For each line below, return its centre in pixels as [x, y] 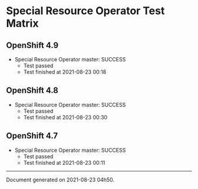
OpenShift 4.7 [32, 136]
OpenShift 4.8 [32, 91]
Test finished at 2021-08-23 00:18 [65, 72]
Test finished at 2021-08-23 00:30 [65, 117]
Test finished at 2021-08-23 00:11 [64, 162]
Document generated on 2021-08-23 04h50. [60, 180]
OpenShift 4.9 [32, 45]
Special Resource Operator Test [85, 11]
